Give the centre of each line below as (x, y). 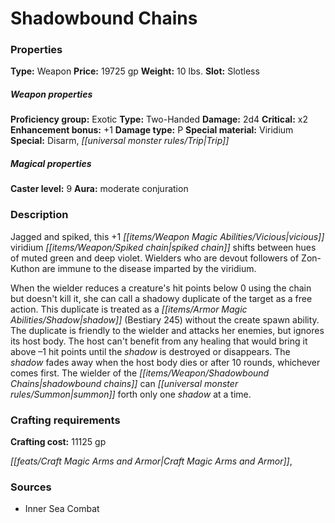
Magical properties (51, 164)
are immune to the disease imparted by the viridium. (149, 268)
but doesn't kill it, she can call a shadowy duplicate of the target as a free (161, 298)
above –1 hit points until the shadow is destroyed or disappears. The (150, 351)
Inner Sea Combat (62, 509)
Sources (31, 487)
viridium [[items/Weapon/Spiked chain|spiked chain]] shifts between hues (163, 247)
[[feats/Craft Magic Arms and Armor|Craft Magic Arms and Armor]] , (151, 461)
